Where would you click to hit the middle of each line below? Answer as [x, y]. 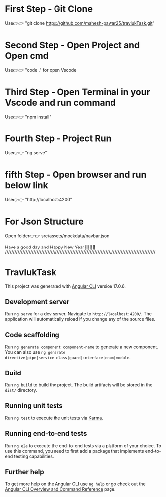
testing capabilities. [34, 456]
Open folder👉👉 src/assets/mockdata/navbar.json [57, 236]
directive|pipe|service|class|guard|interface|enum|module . [68, 358]
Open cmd [27, 56]
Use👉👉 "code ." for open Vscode [41, 70]
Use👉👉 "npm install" [28, 117]
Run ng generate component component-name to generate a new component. [82, 347]
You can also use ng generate [35, 352]
